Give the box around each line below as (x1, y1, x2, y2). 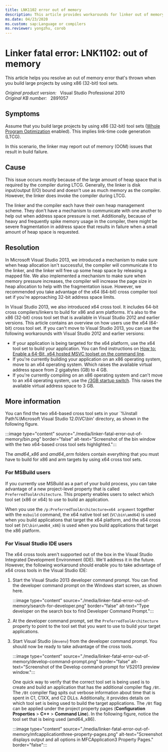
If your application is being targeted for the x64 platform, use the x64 (12, 340, 155, 346)
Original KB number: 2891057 (5, 95, 68, 101)
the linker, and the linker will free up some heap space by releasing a (5, 267, 146, 273)
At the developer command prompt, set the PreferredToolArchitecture (12, 618, 158, 624)
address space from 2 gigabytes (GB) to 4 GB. (12, 366, 108, 372)
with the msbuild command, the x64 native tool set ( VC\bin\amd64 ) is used (5, 511, 156, 517)
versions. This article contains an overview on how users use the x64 (5, 319, 148, 326)
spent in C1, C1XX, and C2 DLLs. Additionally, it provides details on (12, 695, 150, 701)
